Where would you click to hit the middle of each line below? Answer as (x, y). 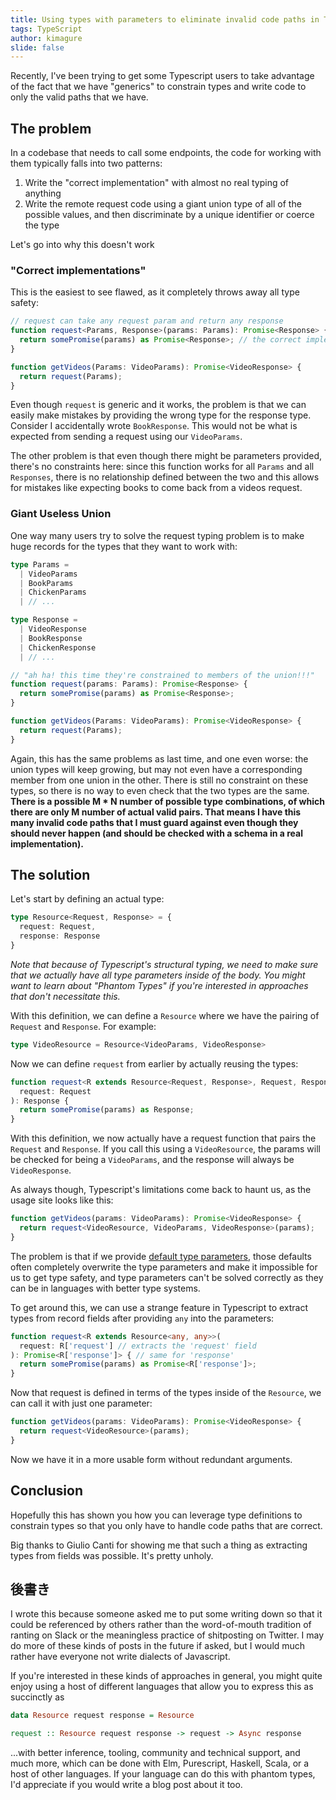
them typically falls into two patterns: (86, 163)
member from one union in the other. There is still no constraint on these (159, 780)
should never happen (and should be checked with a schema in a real (157, 833)
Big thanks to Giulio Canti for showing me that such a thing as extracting (159, 1545)
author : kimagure (46, 38)
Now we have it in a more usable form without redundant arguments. (151, 1459)
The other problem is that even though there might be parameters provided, (166, 456)
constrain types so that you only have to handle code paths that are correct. (166, 1525)
